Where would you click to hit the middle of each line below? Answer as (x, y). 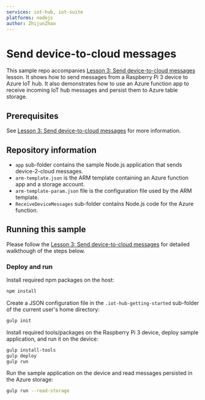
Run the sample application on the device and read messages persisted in (99, 373)
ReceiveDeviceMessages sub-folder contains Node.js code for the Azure (104, 203)
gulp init (19, 320)
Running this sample (46, 229)
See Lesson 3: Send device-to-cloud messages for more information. (94, 131)
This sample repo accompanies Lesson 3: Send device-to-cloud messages (101, 70)
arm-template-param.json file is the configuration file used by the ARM (103, 191)
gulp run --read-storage (38, 391)
